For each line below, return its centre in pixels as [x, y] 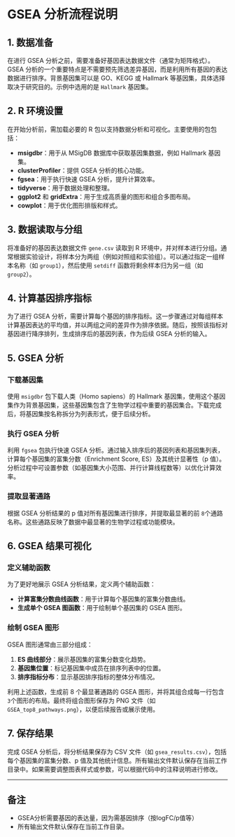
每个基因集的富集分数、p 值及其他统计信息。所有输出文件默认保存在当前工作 [117, 760]
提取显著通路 [29, 497]
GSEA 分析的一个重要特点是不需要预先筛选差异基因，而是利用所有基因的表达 [117, 69]
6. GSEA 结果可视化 [50, 546]
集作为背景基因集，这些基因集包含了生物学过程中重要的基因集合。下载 [108, 405]
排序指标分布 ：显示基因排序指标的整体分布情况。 [88, 677]
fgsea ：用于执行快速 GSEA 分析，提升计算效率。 [88, 179]
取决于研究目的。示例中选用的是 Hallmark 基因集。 [80, 87]
